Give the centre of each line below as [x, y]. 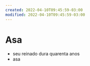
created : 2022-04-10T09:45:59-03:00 [44, 10]
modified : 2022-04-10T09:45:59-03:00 [45, 15]
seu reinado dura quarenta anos [46, 54]
